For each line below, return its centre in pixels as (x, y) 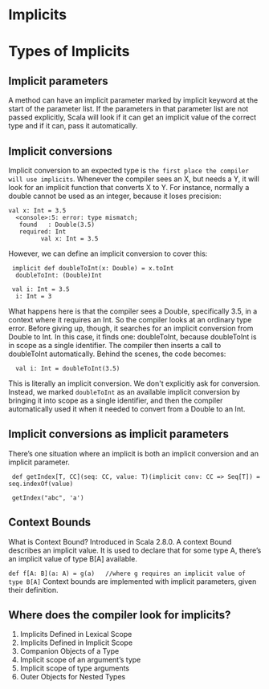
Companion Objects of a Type (69, 651)
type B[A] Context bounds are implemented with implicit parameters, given (132, 581)
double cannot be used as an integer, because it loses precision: (115, 196)
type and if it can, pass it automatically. (73, 126)
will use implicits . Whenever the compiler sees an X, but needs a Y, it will (134, 179)
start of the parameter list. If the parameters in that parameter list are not (128, 109)
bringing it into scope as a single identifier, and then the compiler (116, 400)
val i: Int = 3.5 (41, 290)
